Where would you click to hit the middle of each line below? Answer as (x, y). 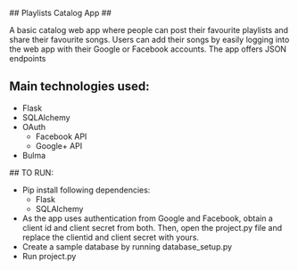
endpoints (28, 58)
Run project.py (49, 256)
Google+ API (59, 145)
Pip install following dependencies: (86, 190)
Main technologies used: (79, 87)
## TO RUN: (31, 172)
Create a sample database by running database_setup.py (127, 246)
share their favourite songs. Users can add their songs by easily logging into (149, 40)
